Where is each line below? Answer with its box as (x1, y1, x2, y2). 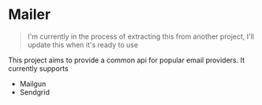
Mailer (8, 6, 51, 24)
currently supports (8, 63, 69, 73)
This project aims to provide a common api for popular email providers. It (8, 55, 245, 65)
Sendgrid (19, 87, 50, 96)
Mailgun (19, 79, 47, 88)
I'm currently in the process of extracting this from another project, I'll (27, 32, 255, 41)
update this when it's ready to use (27, 39, 139, 49)
